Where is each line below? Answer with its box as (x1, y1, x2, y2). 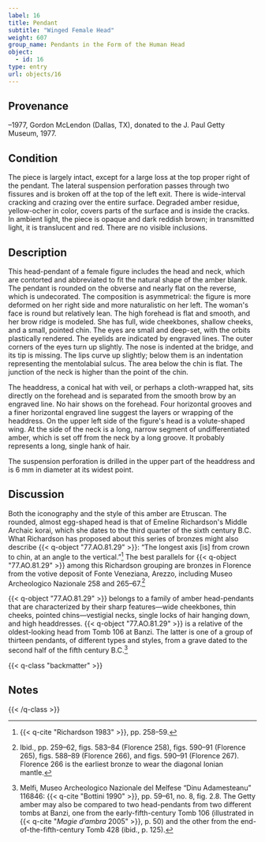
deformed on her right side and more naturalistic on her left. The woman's (8, 301, 248, 310)
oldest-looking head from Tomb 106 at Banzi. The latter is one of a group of (8, 627, 253, 637)
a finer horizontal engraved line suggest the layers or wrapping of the (8, 408, 234, 417)
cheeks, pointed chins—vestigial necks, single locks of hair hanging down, (8, 611, 251, 620)
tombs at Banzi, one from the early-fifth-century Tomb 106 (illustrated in (19, 808, 254, 818)
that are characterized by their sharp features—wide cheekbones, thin (8, 602, 237, 612)
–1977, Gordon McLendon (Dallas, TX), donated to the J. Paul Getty (8, 120, 226, 130)
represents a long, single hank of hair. (8, 441, 131, 451)
